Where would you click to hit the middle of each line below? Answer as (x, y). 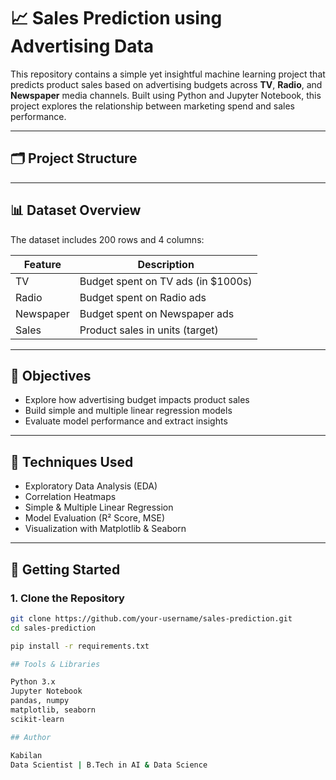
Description (166, 264)
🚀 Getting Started (65, 569)
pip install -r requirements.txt (80, 646)
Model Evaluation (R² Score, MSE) (95, 518)
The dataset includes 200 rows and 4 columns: (107, 239)
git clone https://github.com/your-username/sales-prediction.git (151, 618)
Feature (42, 264)
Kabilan (26, 755)
